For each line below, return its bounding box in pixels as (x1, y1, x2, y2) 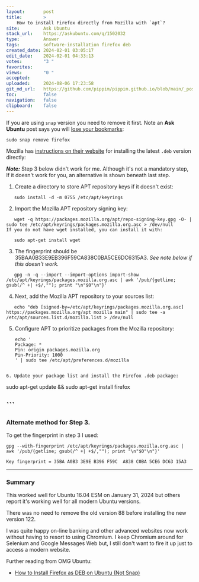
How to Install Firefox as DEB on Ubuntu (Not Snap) (14, 569, 140, 577)
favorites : (6, 64, 33, 70)
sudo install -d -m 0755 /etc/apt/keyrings (14, 194, 123, 200)
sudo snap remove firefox (6, 137, 70, 143)
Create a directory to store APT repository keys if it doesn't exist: (14, 183, 174, 190)
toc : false (6, 92, 57, 97)
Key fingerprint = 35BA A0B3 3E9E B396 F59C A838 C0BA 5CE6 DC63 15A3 (6, 459, 187, 465)
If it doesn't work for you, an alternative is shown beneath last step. (6, 171, 171, 178)
